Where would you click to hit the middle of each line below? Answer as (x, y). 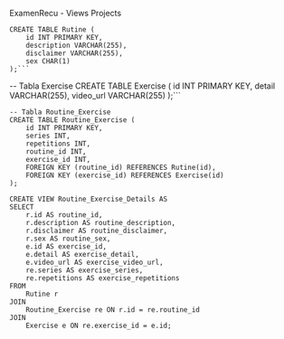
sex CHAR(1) (48, 61)
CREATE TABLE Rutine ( (52, 30)
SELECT (22, 207)
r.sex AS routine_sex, (68, 239)
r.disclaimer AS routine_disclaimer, (97, 231)
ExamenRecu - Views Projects (66, 13)
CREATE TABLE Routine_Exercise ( (72, 120)
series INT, (48, 136)
